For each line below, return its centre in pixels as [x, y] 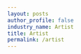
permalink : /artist [36, 40]
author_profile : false [40, 20]
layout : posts [28, 14]
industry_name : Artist [40, 27]
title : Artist [28, 33]
